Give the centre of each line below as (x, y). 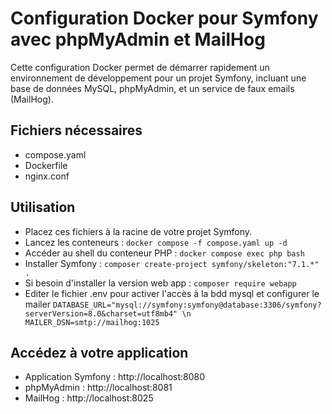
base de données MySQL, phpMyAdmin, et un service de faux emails (152, 88)
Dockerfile (46, 165)
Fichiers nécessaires (76, 130)
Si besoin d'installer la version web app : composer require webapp (160, 283)
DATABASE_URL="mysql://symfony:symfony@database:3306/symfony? (187, 305)
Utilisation (43, 207)
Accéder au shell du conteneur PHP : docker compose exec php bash (164, 253)
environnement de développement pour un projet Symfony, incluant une (158, 78)
